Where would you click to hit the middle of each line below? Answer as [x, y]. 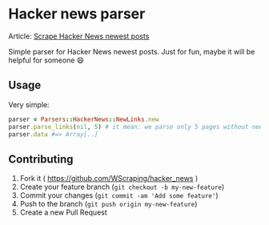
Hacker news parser [77, 14]
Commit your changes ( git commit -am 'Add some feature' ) [119, 195]
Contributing [41, 159]
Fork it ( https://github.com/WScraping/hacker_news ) [109, 179]
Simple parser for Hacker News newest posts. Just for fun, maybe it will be [132, 51]
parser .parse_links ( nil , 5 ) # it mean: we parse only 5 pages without [128, 127]
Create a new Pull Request [64, 212]
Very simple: [29, 104]
